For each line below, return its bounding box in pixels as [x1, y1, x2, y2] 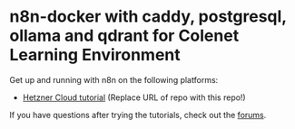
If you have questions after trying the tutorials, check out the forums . [9, 109, 267, 120]
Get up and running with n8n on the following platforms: [9, 74, 219, 85]
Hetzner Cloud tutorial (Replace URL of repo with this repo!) [22, 92, 247, 103]
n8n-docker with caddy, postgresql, [9, 6, 288, 27]
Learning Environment [9, 45, 181, 65]
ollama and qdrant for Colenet [9, 25, 240, 46]
